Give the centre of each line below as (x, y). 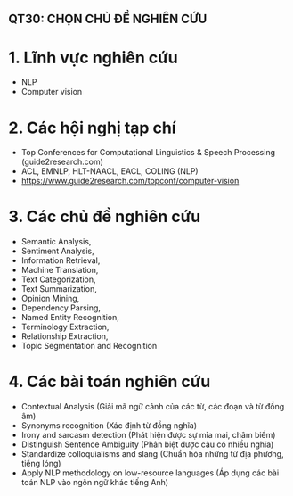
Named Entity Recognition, (70, 318)
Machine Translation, (60, 270)
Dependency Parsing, (61, 308)
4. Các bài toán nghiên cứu (110, 382)
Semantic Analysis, (56, 242)
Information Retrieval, (61, 260)
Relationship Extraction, (65, 336)
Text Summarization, (59, 289)
